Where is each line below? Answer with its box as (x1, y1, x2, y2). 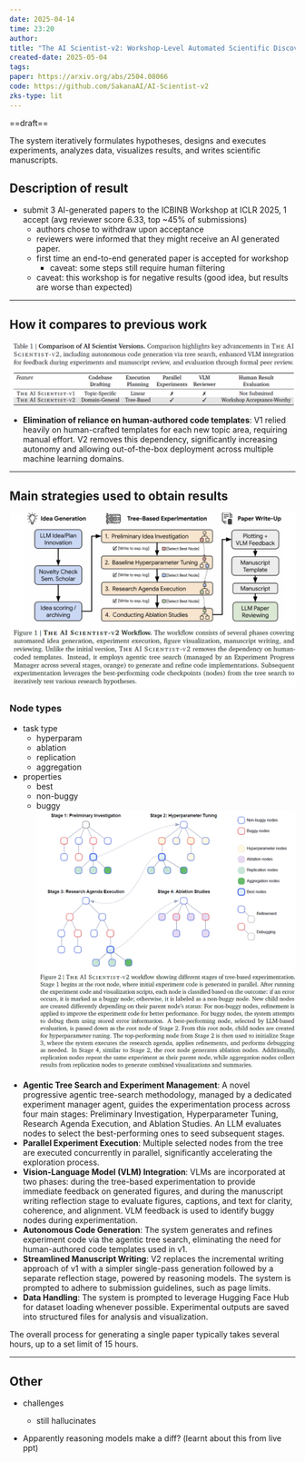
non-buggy (35, 791, 79, 801)
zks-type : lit (9, 91, 64, 100)
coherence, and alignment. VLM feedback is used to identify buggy (22, 1205, 275, 1217)
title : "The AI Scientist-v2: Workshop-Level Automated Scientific (9, 44, 271, 53)
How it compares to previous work (9, 316, 207, 332)
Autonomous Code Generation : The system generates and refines (22, 1225, 273, 1236)
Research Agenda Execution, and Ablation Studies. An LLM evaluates (22, 1119, 281, 1129)
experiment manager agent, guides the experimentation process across (22, 1099, 290, 1110)
